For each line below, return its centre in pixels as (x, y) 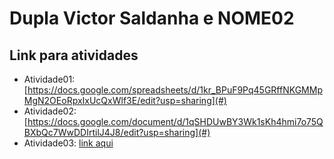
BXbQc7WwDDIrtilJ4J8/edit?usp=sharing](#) (117, 132)
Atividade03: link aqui (68, 143)
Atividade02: (50, 111)
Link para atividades (74, 55)
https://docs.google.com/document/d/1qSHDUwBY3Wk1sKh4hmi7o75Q (175, 121)
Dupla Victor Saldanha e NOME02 (152, 18)
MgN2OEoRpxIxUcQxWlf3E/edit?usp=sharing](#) (125, 100)
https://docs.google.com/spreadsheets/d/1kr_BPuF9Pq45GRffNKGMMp (175, 90)
